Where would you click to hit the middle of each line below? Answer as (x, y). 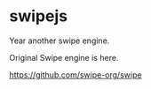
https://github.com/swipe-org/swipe (75, 74)
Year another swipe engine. (60, 41)
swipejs (39, 16)
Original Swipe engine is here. (64, 57)
